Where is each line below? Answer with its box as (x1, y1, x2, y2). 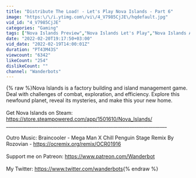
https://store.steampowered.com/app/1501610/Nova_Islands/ (6, 115, 153, 123)
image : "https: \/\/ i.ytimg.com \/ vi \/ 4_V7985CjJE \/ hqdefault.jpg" (6, 14, 168, 20)
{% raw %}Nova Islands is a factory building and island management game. (6, 84, 188, 91)
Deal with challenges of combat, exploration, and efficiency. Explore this (6, 91, 180, 98)
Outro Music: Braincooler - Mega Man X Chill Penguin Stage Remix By (6, 134, 174, 141)
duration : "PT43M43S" (6, 47, 59, 53)
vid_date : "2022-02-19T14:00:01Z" (6, 42, 90, 47)
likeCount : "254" (6, 57, 48, 63)
